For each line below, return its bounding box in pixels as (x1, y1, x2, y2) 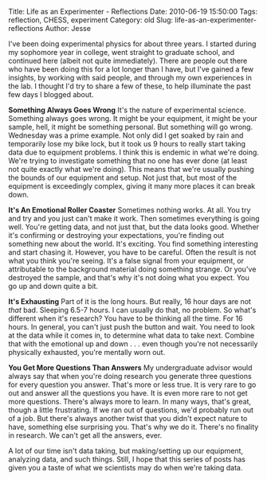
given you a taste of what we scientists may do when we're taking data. (8, 463, 243, 472)
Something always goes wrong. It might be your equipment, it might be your (8, 114, 257, 123)
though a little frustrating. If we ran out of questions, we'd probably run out (8, 405, 253, 415)
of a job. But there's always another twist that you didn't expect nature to (8, 414, 248, 423)
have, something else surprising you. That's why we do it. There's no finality (8, 422, 259, 431)
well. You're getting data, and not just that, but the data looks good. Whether (8, 222, 260, 232)
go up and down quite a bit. (8, 282, 98, 291)
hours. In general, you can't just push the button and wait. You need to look (8, 322, 255, 331)
